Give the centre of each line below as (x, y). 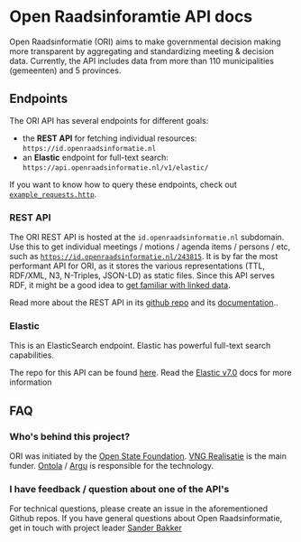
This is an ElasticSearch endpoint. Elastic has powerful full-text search (140, 346)
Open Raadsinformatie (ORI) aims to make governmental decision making (145, 42)
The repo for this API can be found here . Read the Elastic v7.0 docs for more (150, 373)
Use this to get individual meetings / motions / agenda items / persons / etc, (150, 247)
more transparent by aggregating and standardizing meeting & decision (142, 51)
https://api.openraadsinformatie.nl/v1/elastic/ (115, 168)
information (31, 382)
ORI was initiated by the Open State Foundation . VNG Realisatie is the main (148, 456)
